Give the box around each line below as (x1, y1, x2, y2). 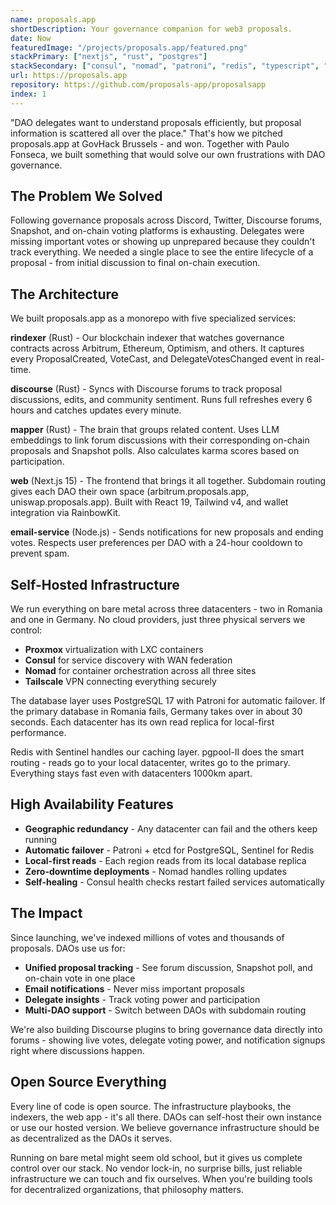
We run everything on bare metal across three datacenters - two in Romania (10, 603, 323, 615)
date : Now (10, 33, 52, 43)
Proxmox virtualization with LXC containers (24, 644, 204, 656)
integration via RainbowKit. (10, 507, 121, 519)
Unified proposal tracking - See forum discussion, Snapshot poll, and (24, 961, 313, 973)
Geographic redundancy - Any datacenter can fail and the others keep (24, 822, 318, 835)
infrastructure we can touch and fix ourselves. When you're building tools (10, 1172, 313, 1185)
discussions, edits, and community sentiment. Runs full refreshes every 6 (10, 394, 313, 406)
